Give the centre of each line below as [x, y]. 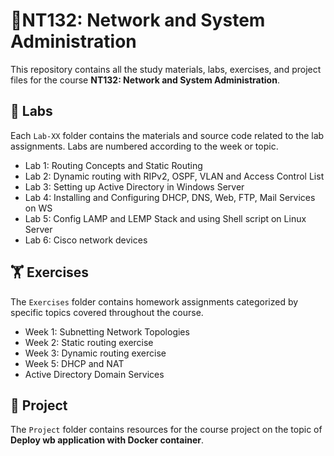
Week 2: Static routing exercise [89, 342]
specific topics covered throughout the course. [107, 312]
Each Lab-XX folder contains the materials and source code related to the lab [167, 135]
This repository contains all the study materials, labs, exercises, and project [166, 69]
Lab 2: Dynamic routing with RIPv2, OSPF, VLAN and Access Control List [174, 176]
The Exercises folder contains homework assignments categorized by [154, 301]
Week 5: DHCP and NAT [74, 363]
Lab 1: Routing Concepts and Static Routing [113, 165]
